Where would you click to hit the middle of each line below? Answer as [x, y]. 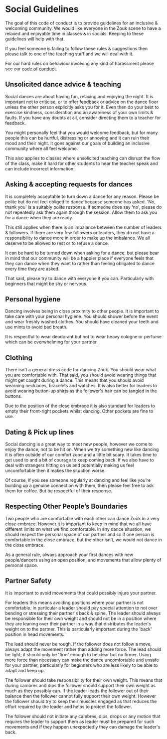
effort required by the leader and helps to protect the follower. [69, 707]
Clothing [19, 358]
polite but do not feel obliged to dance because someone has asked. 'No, [81, 202]
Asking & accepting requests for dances [69, 185]
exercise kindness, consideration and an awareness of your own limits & [79, 112]
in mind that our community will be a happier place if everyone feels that [79, 258]
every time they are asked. [32, 269]
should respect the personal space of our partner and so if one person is [80, 534]
